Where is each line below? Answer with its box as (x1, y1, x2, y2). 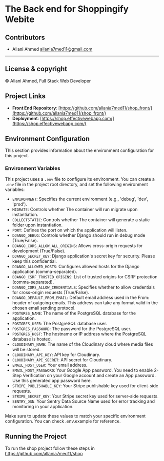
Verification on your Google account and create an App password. (22, 372, 156, 378)
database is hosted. (12, 336, 52, 342)
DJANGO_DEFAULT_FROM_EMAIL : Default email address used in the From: (12, 294, 150, 300)
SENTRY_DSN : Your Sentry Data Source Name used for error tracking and (12, 398, 155, 404)
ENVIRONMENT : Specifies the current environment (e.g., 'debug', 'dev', (12, 196, 149, 202)
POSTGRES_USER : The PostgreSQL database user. (12, 320, 107, 326)
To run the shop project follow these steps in (5, 445, 95, 451)
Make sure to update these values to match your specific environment (5, 413, 146, 419)
